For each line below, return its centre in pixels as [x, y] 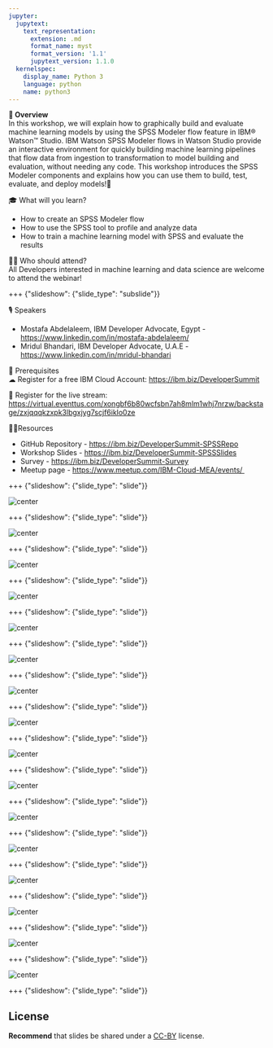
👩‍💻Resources [31, 428]
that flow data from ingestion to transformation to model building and [124, 158]
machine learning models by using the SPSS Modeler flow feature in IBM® [132, 132]
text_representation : [59, 31]
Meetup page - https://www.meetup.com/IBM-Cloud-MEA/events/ [131, 470]
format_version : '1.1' [68, 54]
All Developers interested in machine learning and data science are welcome [136, 270]
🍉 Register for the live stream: [58, 395]
